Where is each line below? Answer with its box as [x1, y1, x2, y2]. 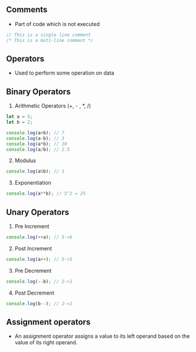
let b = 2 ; [6, 120, 33, 125]
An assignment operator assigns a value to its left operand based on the [14, 332, 190, 340]
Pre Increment [14, 223, 50, 230]
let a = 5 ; [6, 114, 33, 120]
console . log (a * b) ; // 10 [6, 141, 67, 147]
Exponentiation [14, 179, 51, 186]
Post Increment [14, 245, 52, 252]
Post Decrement [14, 289, 54, 296]
